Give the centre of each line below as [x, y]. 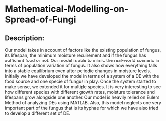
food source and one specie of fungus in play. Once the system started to [81, 81]
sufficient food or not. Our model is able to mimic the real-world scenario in [82, 60]
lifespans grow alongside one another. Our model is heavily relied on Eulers [82, 97]
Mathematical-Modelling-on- [67, 9]
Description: [25, 38]
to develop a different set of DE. [38, 113]
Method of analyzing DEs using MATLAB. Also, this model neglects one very [83, 102]
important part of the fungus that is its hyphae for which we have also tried [82, 108]
